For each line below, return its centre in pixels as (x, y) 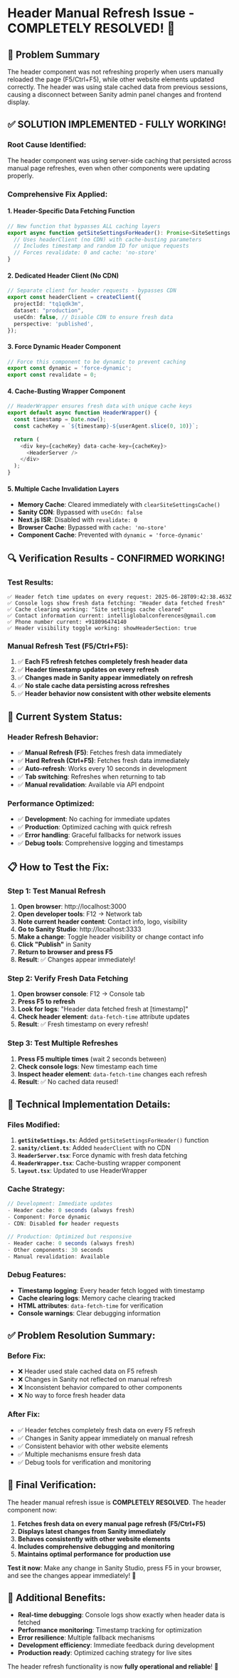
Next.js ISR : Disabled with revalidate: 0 (77, 520)
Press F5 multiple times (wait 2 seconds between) (92, 1058)
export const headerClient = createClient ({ (74, 298)
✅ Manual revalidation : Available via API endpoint (91, 784)
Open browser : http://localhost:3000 (72, 906)
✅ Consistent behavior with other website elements (93, 1446)
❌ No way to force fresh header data (71, 1395)
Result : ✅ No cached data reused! (68, 1081)
